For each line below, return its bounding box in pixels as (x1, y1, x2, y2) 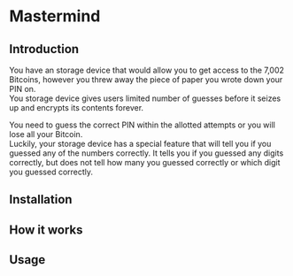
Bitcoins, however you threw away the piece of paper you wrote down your (9, 74, 283, 85)
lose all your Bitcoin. (9, 129, 83, 139)
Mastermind (9, 6, 101, 27)
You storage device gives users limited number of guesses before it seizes (9, 93, 281, 103)
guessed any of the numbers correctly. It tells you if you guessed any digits (9, 148, 284, 158)
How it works (9, 222, 83, 237)
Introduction (9, 42, 80, 57)
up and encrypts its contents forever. (9, 103, 144, 112)
